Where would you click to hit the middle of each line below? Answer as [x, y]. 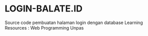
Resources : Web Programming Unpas [44, 27]
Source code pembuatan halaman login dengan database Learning [74, 22]
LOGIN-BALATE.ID [44, 9]
